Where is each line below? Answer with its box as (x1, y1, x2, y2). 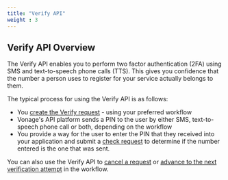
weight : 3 (7, 16, 38, 23)
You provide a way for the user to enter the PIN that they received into (16, 130, 215, 138)
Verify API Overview (7, 42, 96, 53)
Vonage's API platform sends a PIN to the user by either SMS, (16, 116, 191, 124)
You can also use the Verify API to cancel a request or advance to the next (7, 158, 217, 166)
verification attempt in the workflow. (7, 165, 109, 173)
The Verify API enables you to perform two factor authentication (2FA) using (7, 60, 222, 68)
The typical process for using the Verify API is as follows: (7, 95, 168, 103)
